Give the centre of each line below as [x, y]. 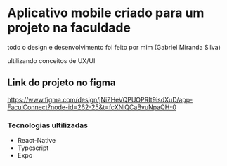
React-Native [37, 141]
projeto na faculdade [69, 28]
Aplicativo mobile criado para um [106, 13]
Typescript [33, 148]
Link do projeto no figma [61, 83]
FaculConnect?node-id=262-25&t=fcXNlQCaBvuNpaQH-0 [92, 107]
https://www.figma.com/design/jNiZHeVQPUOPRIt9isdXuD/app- [100, 99]
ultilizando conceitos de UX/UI [51, 60]
